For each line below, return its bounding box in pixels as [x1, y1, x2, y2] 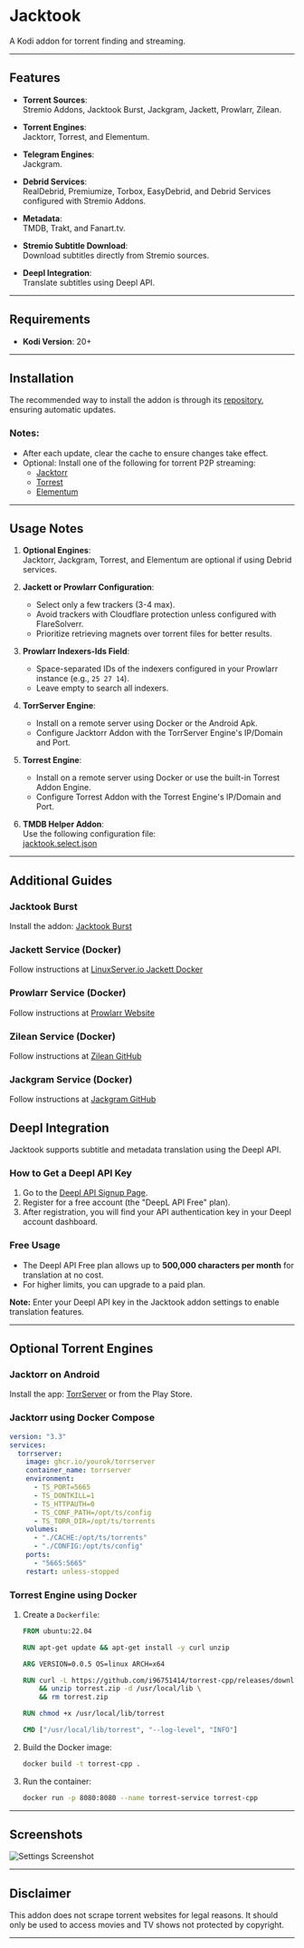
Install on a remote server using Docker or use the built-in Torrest [35, 772, 280, 783]
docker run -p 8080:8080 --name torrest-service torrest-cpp [22, 1793, 259, 1802]
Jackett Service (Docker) [9, 944, 122, 956]
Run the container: [22, 1776, 92, 1786]
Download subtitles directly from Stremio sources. [22, 250, 210, 260]
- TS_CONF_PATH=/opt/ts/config [33, 1508, 152, 1517]
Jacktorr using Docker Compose [9, 1412, 156, 1424]
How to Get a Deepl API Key [9, 1167, 133, 1180]
